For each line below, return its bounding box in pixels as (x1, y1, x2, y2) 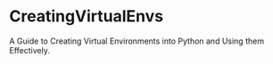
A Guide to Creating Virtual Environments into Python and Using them (9, 36, 265, 46)
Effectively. (9, 44, 51, 55)
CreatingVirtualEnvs (9, 6, 164, 27)
